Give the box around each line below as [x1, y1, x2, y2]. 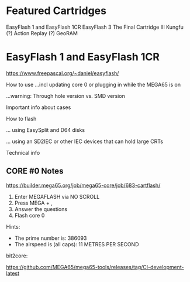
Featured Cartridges [6, 4, 107, 18]
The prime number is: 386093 [14, 235, 87, 242]
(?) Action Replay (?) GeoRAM [6, 29, 78, 36]
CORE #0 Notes [6, 166, 64, 176]
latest [6, 270, 19, 277]
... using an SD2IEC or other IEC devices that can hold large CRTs [6, 138, 164, 145]
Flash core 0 [14, 212, 45, 219]
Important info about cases [6, 104, 71, 111]
